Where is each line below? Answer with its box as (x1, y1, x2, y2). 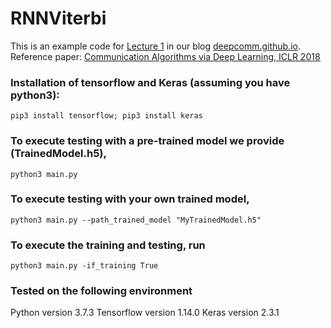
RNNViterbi (10, 7, 107, 30)
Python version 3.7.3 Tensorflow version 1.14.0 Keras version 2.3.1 (10, 307, 280, 319)
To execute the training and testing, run (10, 238, 206, 252)
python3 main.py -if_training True (10, 261, 159, 271)
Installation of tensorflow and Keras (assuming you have (10, 75, 291, 89)
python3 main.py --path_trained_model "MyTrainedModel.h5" (10, 215, 262, 225)
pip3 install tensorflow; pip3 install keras (10, 111, 203, 121)
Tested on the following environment (10, 284, 193, 298)
